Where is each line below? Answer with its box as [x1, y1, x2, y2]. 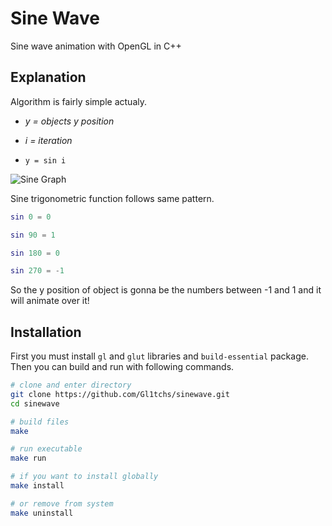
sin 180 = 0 [10, 248, 60, 258]
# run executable [10, 444, 83, 454]
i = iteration [24, 134, 73, 146]
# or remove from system [10, 498, 114, 509]
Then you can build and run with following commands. [10, 361, 235, 373]
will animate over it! [10, 295, 90, 307]
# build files [10, 417, 70, 427]
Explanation [10, 69, 87, 86]
